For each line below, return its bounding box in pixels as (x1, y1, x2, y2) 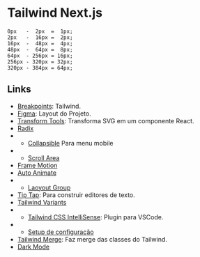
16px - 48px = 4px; (7, 40, 73, 47)
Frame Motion (17, 161, 58, 169)
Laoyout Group (27, 183, 71, 192)
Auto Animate (17, 169, 57, 177)
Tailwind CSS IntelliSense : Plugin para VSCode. (27, 212, 164, 221)
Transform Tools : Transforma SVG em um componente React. (17, 116, 194, 125)
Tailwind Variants (17, 198, 67, 206)
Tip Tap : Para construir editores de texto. (17, 190, 136, 199)
